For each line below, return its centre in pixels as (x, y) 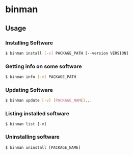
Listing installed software (37, 114)
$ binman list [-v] (26, 124)
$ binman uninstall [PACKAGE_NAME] (43, 147)
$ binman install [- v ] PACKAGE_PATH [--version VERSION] (67, 53)
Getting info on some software (44, 66)
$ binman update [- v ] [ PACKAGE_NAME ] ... (49, 100)
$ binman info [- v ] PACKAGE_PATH (41, 77)
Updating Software (29, 90)
